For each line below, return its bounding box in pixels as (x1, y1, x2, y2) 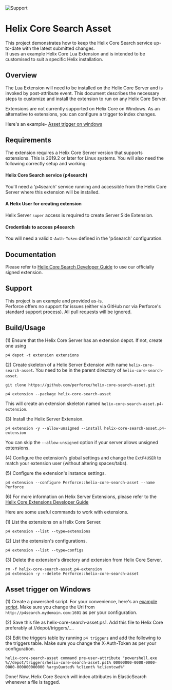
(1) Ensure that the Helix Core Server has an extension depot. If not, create (5, 337, 163, 343)
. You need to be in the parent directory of (32, 367, 122, 373)
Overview (5, 71, 37, 80)
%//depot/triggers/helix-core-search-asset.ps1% (5, 660, 111, 665)
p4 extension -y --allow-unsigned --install (5, 426, 102, 431)
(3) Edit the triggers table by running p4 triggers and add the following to (5, 635, 161, 641)
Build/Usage (5, 323, 46, 332)
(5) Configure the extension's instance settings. (5, 470, 106, 476)
